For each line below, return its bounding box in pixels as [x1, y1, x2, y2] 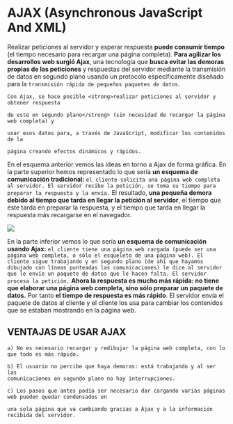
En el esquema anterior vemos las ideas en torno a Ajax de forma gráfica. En [7, 160, 227, 168]
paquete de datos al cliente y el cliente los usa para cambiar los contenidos [7, 298, 223, 307]
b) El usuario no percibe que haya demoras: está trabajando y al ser [7, 363, 216, 370]
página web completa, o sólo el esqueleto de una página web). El [7, 252, 204, 259]
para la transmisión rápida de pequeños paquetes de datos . [7, 79, 180, 88]
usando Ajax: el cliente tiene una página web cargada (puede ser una [7, 244, 216, 253]
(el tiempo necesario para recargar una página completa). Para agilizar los [7, 50, 221, 58]
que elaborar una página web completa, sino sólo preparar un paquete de [7, 283, 224, 292]
